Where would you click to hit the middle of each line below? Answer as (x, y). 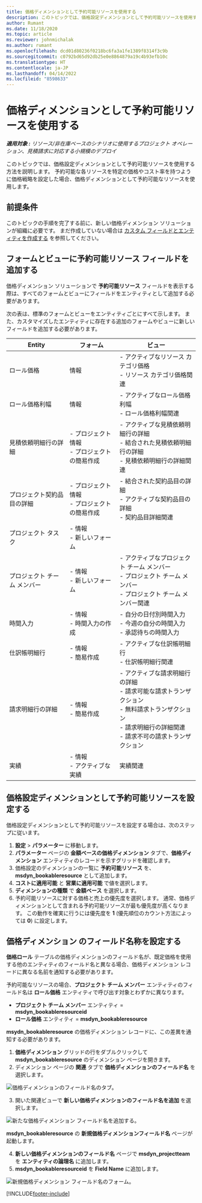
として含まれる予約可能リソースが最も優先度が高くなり (115, 905)
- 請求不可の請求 (143, 736)
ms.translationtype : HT (36, 62)
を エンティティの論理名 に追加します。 (63, 1161)
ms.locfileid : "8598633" (37, 79)
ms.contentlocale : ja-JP (37, 68)
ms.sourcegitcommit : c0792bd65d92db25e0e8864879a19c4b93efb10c (87, 57)
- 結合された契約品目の (152, 481)
